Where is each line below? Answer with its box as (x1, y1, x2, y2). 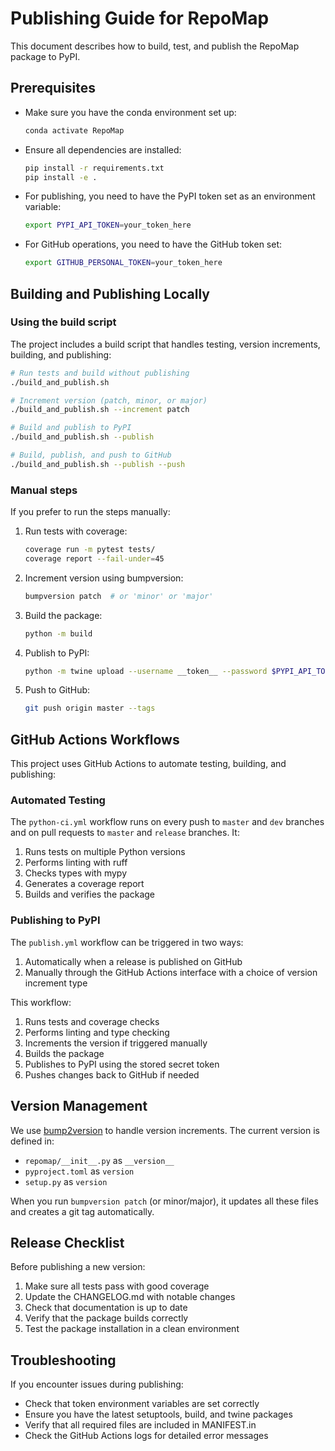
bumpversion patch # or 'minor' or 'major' (24, 591, 214, 601)
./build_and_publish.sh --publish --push (10, 459, 186, 469)
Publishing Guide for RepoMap (10, 7, 270, 30)
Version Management (10, 1098, 148, 1115)
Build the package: (24, 609, 103, 621)
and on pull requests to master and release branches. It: (10, 827, 240, 839)
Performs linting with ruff (24, 857, 128, 869)
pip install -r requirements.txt (24, 163, 165, 173)
